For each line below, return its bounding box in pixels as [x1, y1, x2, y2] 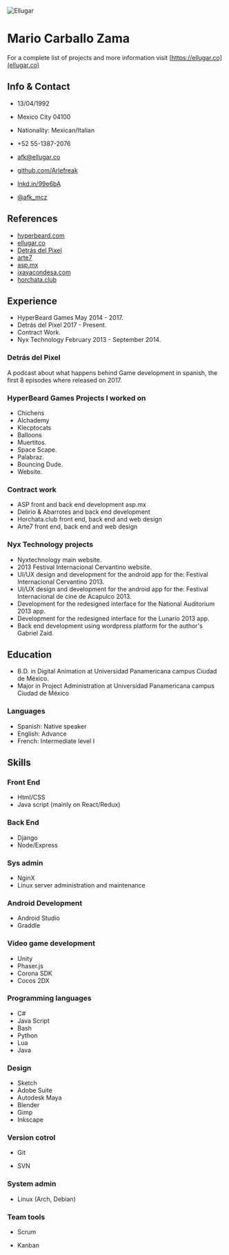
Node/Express [17, 841, 59, 849]
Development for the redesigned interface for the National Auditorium [17, 600, 215, 608]
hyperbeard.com [17, 231, 65, 240]
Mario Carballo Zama [7, 31, 130, 46]
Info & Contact [7, 81, 70, 93]
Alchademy [17, 416, 50, 424]
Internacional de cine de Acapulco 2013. [17, 592, 132, 600]
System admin [7, 1179, 57, 1189]
